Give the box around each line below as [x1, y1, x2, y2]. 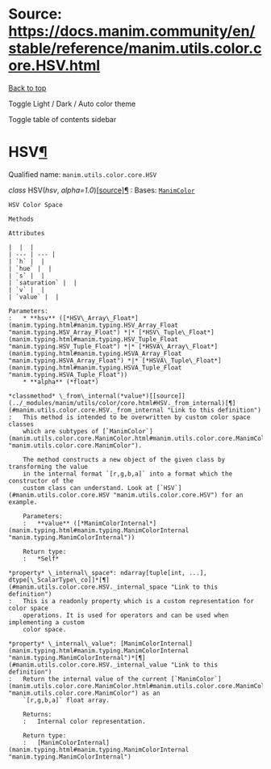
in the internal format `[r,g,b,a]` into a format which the [23, 470, 232, 478]
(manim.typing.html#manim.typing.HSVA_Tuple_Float [8, 363, 182, 372]
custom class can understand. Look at [23, 484, 153, 492]
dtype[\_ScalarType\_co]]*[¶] [8, 576, 110, 584]
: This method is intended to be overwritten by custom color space [8, 413, 251, 421]
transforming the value [8, 463, 89, 471]
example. [8, 498, 38, 506]
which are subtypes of [23, 427, 99, 435]
